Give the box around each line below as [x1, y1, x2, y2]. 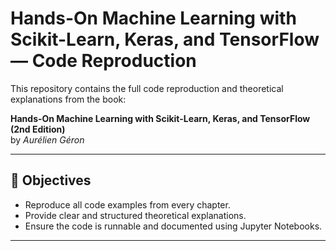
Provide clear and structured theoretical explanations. [24, 209, 247, 221]
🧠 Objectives [10, 172, 92, 189]
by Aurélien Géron [10, 133, 85, 146]
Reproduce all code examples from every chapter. [24, 198, 231, 211]
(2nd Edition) [10, 123, 66, 135]
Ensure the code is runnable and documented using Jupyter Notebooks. [24, 220, 323, 232]
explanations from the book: [10, 93, 127, 105]
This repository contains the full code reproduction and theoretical [10, 82, 284, 94]
